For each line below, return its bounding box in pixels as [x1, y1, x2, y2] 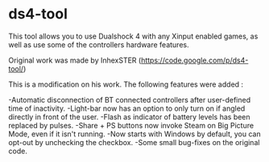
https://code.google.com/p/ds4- [140, 55, 249, 65]
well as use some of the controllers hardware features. [8, 39, 189, 49]
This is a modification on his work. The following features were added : [8, 79, 244, 89]
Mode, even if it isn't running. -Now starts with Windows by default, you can [8, 129, 261, 139]
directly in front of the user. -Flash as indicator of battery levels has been [8, 111, 251, 121]
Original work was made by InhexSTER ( [8, 55, 142, 65]
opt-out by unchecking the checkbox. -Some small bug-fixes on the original [8, 137, 260, 147]
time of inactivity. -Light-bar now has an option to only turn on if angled [8, 103, 246, 113]
